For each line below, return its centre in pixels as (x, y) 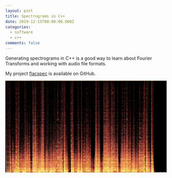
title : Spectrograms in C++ (35, 16)
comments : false (23, 43)
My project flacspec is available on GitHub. (51, 73)
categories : (18, 27)
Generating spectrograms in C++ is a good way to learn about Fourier (79, 58)
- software (21, 32)
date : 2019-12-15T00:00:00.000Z (40, 21)
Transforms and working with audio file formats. (56, 63)
